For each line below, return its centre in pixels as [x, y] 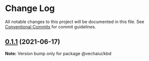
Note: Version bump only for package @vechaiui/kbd [58, 53]
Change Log [30, 8]
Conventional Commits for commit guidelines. [50, 26]
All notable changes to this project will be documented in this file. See [75, 22]
